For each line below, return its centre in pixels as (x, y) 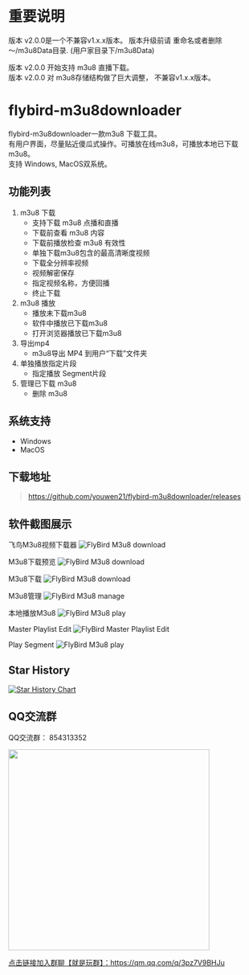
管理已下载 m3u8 (48, 383)
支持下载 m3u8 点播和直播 (75, 223)
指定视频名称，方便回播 (71, 283)
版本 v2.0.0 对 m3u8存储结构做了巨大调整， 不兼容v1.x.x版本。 (112, 77)
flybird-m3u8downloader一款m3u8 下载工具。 (85, 133)
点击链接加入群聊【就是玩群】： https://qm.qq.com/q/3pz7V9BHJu (116, 962)
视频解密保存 (53, 272)
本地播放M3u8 (32, 613)
